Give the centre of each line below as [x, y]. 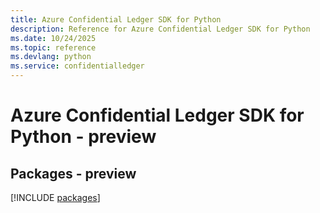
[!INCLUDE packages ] [55, 197]
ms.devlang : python [51, 57]
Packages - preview [73, 173]
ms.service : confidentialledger [77, 66]
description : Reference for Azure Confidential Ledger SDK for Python [160, 29]
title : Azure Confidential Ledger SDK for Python [116, 19]
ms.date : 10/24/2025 [53, 38]
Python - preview [83, 137]
